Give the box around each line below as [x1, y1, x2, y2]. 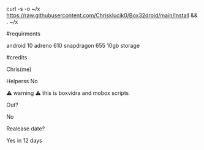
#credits [6, 54, 28, 61]
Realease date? [6, 125, 45, 132]
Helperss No [6, 78, 38, 84]
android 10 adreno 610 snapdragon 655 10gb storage [6, 42, 140, 49]
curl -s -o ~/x [6, 6, 40, 12]
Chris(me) [6, 66, 32, 73]
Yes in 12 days [6, 137, 43, 144]
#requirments [6, 30, 41, 37]
